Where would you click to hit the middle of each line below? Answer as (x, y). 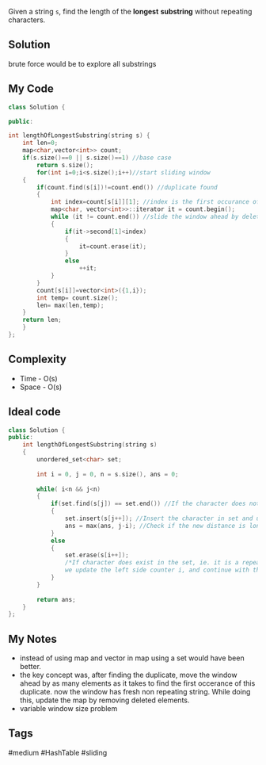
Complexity (38, 360)
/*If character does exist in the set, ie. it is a (152, 563)
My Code (31, 89)
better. (30, 667)
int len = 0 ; (40, 143)
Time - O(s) (38, 378)
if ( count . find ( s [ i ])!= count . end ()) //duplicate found (127, 187)
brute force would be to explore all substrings (82, 63)
